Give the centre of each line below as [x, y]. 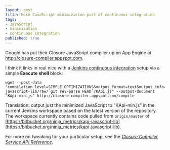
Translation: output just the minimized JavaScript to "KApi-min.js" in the [80, 105]
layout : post [19, 10]
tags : [11, 19]
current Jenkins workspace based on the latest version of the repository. [81, 110]
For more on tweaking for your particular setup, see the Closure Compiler [82, 136]
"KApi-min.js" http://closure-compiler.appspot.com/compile [70, 96]
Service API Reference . [29, 142]
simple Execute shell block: [34, 73]
